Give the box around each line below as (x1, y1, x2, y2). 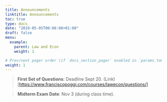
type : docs (5, 21, 28, 26)
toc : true (5, 16, 26, 21)
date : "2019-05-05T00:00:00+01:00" (5, 26, 79, 31)
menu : (5, 35, 16, 40)
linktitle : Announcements (5, 12, 59, 17)
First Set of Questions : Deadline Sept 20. (17, 76, 103, 82)
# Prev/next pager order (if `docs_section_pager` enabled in (5, 58, 137, 63)
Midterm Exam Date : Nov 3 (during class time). (17, 91, 115, 97)
